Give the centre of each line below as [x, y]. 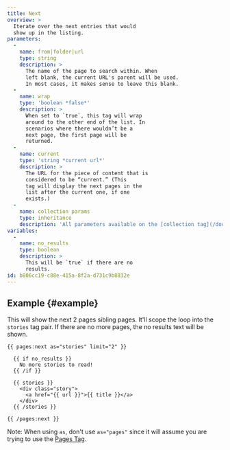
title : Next [24, 13]
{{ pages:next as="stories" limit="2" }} [67, 347]
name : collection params [55, 212]
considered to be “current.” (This [76, 179]
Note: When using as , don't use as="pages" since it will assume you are [107, 432]
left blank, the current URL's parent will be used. [102, 77]
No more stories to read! [56, 365]
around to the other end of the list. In [85, 122]
